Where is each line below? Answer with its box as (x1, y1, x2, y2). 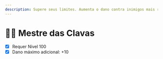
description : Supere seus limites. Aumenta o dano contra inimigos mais (5, 7, 155, 12)
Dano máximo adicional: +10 (12, 49, 69, 55)
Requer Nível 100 (12, 44, 47, 49)
